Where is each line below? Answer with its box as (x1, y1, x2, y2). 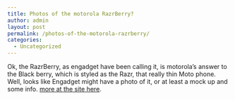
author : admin (7, 17, 49, 24)
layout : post (7, 23, 46, 30)
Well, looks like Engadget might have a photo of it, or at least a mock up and (7, 77, 228, 85)
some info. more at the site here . (7, 85, 102, 93)
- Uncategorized (13, 43, 61, 50)
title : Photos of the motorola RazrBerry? (7, 10, 134, 18)
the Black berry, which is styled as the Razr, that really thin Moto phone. (7, 70, 217, 78)
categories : (7, 37, 42, 44)
